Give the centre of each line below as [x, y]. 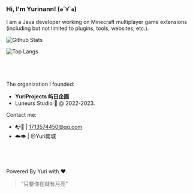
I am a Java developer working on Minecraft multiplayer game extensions [97, 22]
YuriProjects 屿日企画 [42, 96]
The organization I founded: [40, 84]
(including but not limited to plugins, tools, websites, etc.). [78, 28]
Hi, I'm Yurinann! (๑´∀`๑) [41, 9]
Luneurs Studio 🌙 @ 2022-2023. [55, 103]
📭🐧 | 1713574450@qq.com [49, 127]
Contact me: [22, 115]
